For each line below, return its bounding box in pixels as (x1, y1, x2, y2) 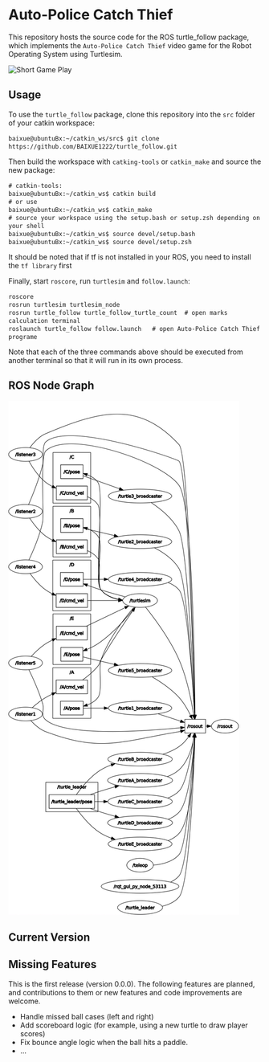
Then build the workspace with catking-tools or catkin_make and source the (8, 157, 262, 166)
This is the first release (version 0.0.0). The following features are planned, (8, 978, 255, 989)
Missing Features (8, 958, 97, 971)
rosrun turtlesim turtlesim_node (8, 300, 120, 308)
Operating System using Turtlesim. (8, 49, 123, 59)
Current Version (8, 930, 91, 944)
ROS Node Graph (8, 379, 95, 393)
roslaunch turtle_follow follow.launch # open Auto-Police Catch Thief (8, 325, 261, 333)
